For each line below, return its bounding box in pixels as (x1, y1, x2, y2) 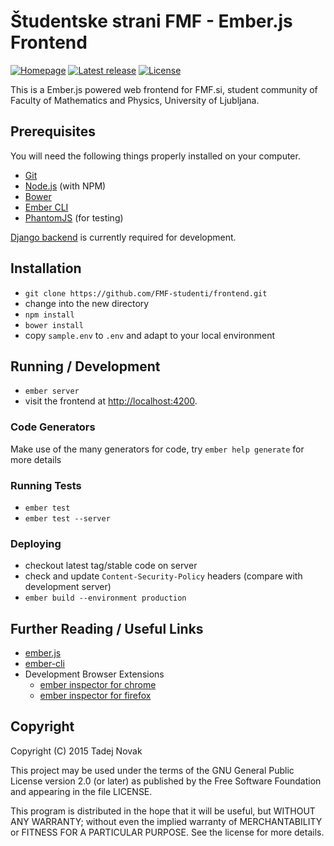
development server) (24, 581, 112, 593)
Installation (10, 260, 82, 277)
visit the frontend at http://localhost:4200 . (24, 395, 198, 407)
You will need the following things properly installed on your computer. (10, 150, 301, 162)
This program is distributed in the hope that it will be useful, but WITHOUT (10, 805, 316, 817)
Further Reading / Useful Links (10, 620, 204, 637)
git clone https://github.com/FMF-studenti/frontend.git (24, 288, 268, 299)
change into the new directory (24, 297, 150, 309)
